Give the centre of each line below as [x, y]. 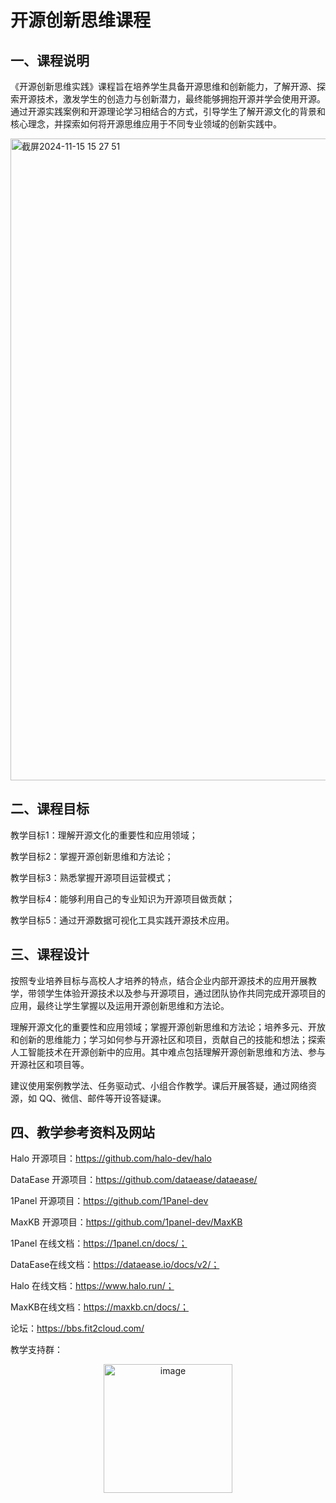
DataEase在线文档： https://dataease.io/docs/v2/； [115, 1265]
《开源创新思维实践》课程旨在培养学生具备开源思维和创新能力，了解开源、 [163, 86]
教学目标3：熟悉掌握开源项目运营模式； [92, 877]
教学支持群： [36, 1350]
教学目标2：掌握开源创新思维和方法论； [92, 856]
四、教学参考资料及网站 [82, 1132]
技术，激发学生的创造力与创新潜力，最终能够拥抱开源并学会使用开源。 [181, 99]
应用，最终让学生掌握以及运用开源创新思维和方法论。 [120, 1005]
